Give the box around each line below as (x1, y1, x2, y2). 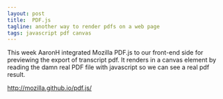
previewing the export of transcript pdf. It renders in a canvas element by (7, 56, 217, 64)
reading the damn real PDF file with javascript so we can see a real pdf (7, 63, 210, 71)
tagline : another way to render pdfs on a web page (7, 23, 160, 30)
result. (7, 71, 26, 79)
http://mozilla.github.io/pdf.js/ (7, 84, 92, 92)
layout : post (7, 10, 45, 17)
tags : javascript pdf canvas (7, 29, 92, 37)
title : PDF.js (7, 17, 51, 24)
